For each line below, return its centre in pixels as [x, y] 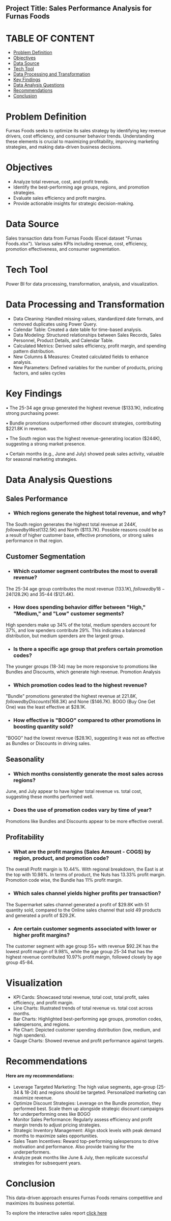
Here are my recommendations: [40, 1075]
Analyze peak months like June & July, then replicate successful [80, 1158]
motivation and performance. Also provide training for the [74, 1147]
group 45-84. [20, 962]
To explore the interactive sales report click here [56, 1213]
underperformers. [32, 1152]
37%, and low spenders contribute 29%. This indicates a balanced [76, 630]
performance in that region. [35, 541]
